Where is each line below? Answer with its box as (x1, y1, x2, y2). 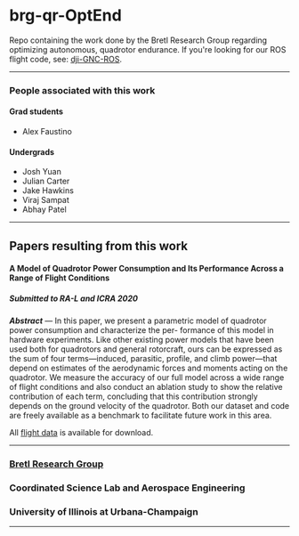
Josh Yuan (21, 166, 62, 177)
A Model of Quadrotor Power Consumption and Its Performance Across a (9, 264, 285, 274)
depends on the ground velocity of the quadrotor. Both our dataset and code (9, 401, 290, 411)
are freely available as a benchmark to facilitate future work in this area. (9, 410, 272, 421)
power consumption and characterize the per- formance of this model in (9, 325, 274, 336)
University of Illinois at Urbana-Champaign (9, 505, 198, 517)
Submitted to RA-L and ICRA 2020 (9, 293, 138, 304)
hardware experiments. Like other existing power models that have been (9, 335, 274, 345)
